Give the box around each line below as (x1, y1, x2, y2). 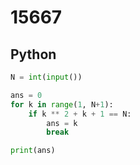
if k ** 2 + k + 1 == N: (28, 109, 132, 119)
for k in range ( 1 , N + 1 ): (10, 99, 114, 110)
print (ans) (10, 146, 56, 156)
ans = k (46, 118, 78, 128)
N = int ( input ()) (10, 72, 83, 82)
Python (10, 46, 57, 63)
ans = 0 (10, 90, 43, 100)
